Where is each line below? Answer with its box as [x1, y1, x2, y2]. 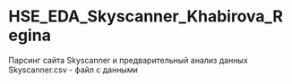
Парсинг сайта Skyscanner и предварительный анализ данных [8, 55, 248, 65]
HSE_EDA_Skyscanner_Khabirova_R [8, 6, 284, 27]
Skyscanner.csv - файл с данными [8, 64, 138, 75]
